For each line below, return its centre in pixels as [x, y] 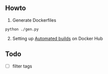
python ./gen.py [22, 29]
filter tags [22, 66]
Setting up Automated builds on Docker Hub [57, 38]
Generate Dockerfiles [34, 20]
